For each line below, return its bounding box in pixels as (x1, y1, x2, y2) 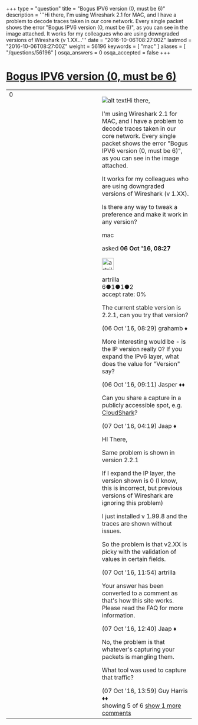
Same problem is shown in (102, 448, 175, 456)
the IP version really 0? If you (102, 344, 183, 353)
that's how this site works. (102, 596, 174, 604)
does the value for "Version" (102, 359, 180, 368)
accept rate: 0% (102, 290, 147, 298)
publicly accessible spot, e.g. (102, 401, 183, 409)
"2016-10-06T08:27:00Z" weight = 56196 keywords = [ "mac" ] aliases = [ (6, 43, 186, 50)
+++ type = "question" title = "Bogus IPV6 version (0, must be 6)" (6, 5, 166, 12)
